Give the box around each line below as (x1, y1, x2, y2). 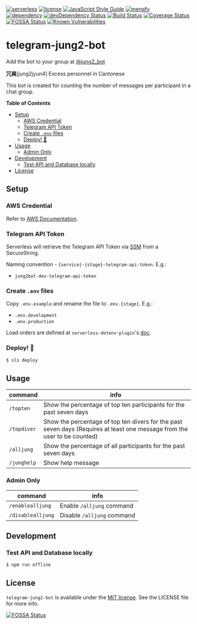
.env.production (14, 319, 55, 325)
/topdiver (9, 426, 36, 432)
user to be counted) (43, 432, 98, 441)
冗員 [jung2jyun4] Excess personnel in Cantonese (6, 70, 125, 77)
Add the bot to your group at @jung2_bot (6, 58, 106, 65)
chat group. (6, 88, 34, 95)
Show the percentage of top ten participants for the (43, 401, 185, 409)
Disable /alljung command (59, 511, 135, 519)
